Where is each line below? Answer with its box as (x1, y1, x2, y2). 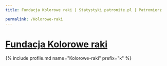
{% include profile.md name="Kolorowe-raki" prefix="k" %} (5, 55, 132, 61)
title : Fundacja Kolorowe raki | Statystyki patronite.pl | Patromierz (5, 7, 162, 13)
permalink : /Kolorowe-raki (5, 16, 63, 22)
